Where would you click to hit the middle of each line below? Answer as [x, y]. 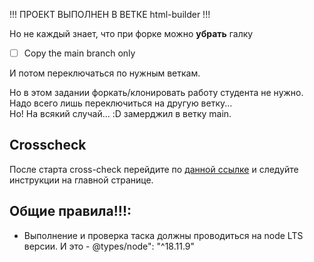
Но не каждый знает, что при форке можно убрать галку [131, 33]
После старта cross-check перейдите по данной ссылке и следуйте [154, 169]
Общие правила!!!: [70, 211]
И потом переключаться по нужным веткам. [105, 73]
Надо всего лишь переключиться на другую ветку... [121, 103]
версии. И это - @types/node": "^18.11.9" [109, 246]
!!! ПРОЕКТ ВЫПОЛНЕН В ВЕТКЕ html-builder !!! [110, 14]
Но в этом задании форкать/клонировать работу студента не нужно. [156, 93]
